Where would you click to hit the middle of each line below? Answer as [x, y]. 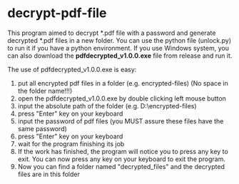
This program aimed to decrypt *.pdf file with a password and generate [112, 33]
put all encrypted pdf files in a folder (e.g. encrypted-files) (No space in [123, 83]
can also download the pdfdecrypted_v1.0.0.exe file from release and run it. [120, 56]
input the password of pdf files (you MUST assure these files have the [121, 121]
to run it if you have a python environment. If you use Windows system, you [118, 48]
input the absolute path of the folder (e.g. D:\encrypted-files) [107, 106]
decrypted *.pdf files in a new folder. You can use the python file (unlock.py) [119, 40]
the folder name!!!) [45, 91]
